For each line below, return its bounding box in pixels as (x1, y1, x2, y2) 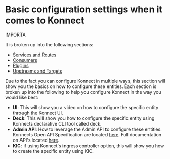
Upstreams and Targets (12, 68, 62, 74)
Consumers (12, 57, 37, 63)
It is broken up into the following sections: (5, 41, 94, 47)
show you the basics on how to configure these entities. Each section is (5, 83, 157, 90)
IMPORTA (5, 31, 26, 38)
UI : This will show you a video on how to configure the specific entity (12, 104, 159, 110)
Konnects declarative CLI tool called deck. (12, 120, 102, 127)
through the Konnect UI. (12, 110, 63, 116)
